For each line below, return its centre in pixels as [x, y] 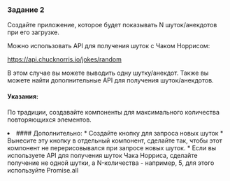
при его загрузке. [33, 32]
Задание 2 [26, 10]
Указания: [23, 96]
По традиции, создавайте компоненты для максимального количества [114, 112]
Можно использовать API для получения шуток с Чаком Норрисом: [109, 46]
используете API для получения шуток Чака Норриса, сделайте [102, 155]
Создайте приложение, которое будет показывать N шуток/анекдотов [112, 25]
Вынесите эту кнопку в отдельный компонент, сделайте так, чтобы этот [115, 140]
